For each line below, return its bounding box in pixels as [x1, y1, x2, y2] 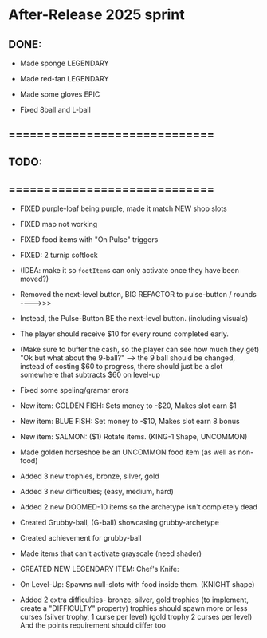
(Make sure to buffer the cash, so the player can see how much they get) [19, 344, 260, 354]
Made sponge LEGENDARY [19, 58, 109, 68]
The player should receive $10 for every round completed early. [19, 329, 230, 339]
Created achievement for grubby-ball [19, 533, 142, 542]
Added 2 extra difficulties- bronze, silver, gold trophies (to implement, [19, 595, 249, 604]
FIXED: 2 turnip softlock [19, 250, 98, 260]
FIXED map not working [19, 219, 98, 228]
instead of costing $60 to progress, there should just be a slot [19, 361, 223, 371]
